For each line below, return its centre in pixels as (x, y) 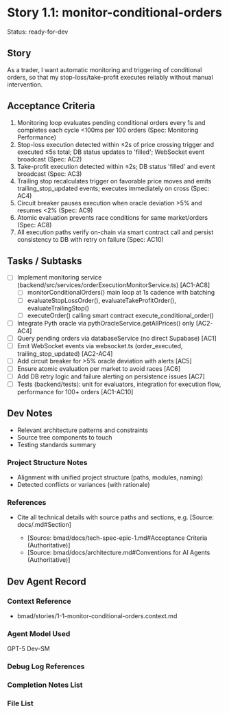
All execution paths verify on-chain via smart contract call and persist (115, 232)
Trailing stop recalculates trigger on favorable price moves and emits (114, 181)
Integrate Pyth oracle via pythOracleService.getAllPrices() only (106, 323)
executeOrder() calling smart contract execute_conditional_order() (121, 315)
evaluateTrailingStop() (58, 308)
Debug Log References (46, 666)
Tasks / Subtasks (45, 261)
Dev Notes (30, 414)
